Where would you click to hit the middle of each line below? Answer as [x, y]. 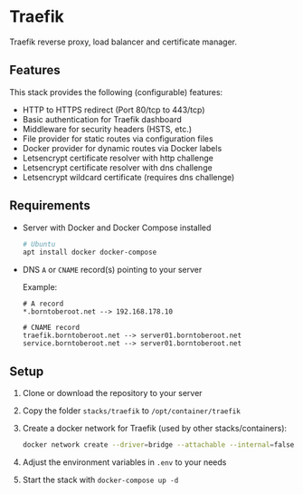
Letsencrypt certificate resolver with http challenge [118, 158]
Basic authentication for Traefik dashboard [102, 119]
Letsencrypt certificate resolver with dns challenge [117, 167]
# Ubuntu [39, 244]
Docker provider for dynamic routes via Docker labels [122, 148]
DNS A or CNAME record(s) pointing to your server [112, 270]
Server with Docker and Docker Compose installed [117, 228]
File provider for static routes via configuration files [118, 139]
